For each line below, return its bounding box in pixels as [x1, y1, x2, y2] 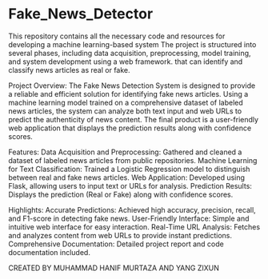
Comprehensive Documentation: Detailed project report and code [8, 239, 224, 249]
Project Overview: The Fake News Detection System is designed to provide [8, 81, 256, 90]
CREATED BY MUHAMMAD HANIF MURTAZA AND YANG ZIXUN [8, 263, 220, 273]
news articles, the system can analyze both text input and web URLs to [8, 106, 242, 116]
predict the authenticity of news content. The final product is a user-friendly [8, 114, 258, 124]
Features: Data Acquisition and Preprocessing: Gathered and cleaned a [8, 147, 242, 157]
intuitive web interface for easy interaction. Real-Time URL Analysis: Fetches [8, 221, 261, 232]
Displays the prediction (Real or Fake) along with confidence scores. [8, 189, 234, 199]
